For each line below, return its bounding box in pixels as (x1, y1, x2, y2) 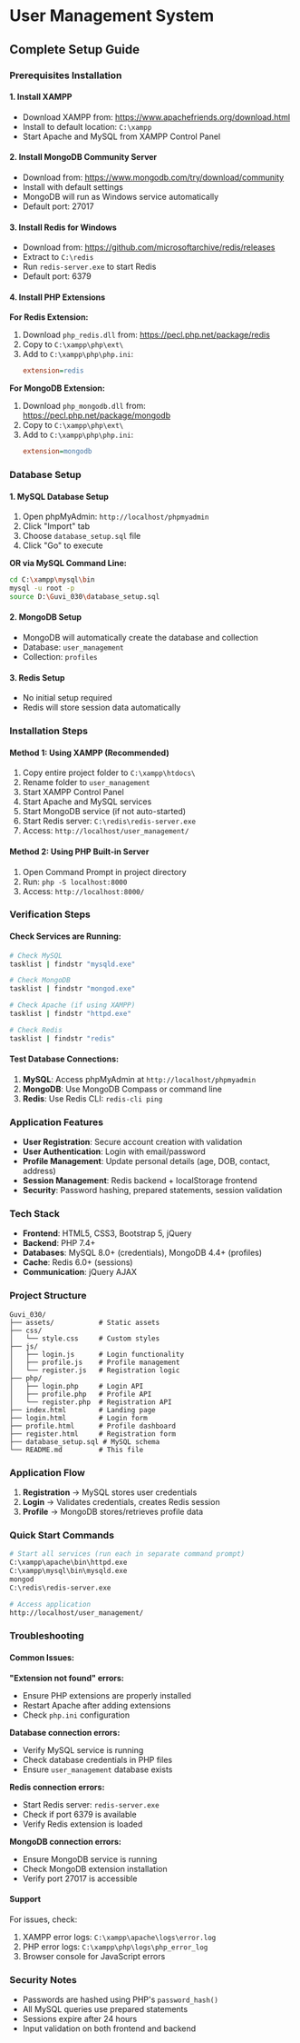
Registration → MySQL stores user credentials (22, 1487, 198, 1498)
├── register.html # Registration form (9, 1429, 177, 1439)
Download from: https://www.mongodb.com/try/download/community (22, 172, 285, 183)
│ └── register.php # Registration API (9, 1397, 172, 1407)
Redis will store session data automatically (22, 702, 181, 713)
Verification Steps (9, 908, 91, 921)
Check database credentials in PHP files (22, 1754, 173, 1765)
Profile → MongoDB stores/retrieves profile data (22, 1506, 204, 1518)
